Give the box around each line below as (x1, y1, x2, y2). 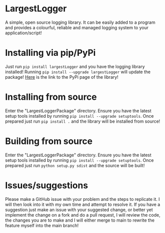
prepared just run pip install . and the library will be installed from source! (5, 118, 161, 124)
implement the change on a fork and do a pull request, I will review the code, (5, 212, 161, 218)
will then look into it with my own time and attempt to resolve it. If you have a (5, 201, 161, 207)
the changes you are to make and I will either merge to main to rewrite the (5, 217, 155, 223)
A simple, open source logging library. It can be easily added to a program (5, 19, 156, 25)
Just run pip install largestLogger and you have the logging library (5, 63, 145, 69)
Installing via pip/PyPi (5, 47, 96, 58)
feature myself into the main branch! (5, 222, 79, 228)
